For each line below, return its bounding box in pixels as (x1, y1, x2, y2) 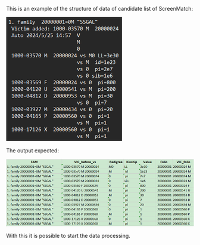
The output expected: (6, 147, 60, 154)
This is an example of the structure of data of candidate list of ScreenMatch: (6, 5, 193, 12)
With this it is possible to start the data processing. (6, 232, 131, 239)
